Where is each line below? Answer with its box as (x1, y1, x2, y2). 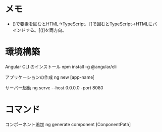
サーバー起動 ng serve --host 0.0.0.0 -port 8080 (5, 84, 104, 91)
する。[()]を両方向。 (25, 27, 67, 33)
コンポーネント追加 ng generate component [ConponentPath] (5, 121, 131, 127)
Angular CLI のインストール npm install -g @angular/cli (5, 64, 117, 69)
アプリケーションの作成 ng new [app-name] (5, 74, 95, 80)
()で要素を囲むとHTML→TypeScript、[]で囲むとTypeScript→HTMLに (12, 21, 153, 27)
